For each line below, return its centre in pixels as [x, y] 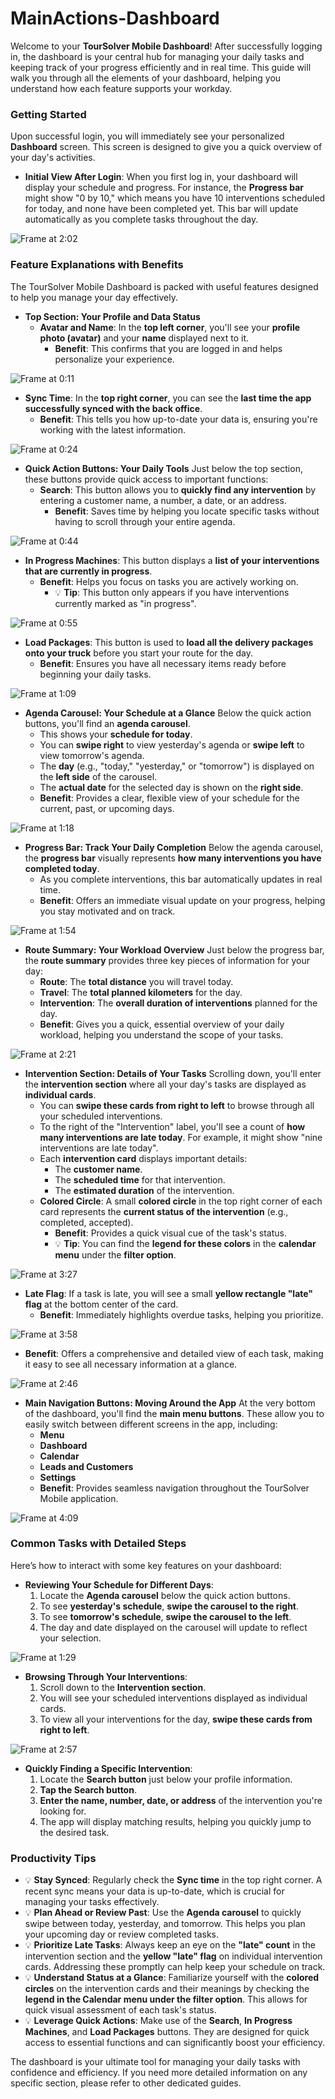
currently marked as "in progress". [125, 603]
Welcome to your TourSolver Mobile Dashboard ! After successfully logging [166, 46]
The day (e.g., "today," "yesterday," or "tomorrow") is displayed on [177, 766]
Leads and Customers [86, 1466]
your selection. [70, 1638]
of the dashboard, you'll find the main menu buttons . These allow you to [174, 1413]
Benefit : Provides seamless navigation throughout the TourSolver [174, 1488]
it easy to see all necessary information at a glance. [131, 1364]
